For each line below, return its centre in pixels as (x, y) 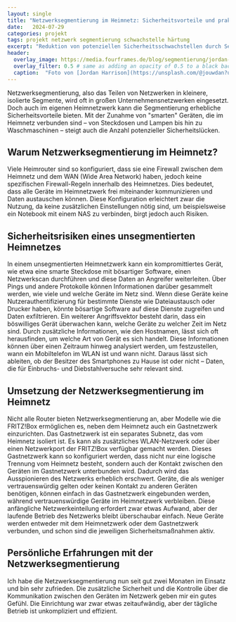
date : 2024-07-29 (36, 27)
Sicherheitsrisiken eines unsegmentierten (101, 236)
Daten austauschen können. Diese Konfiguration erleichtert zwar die (106, 199)
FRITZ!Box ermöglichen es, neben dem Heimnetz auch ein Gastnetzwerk (112, 426)
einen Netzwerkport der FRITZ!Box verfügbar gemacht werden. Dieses (110, 448)
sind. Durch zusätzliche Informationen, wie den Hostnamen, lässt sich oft (113, 331)
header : (19, 53)
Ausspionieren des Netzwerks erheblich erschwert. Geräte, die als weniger (116, 478)
